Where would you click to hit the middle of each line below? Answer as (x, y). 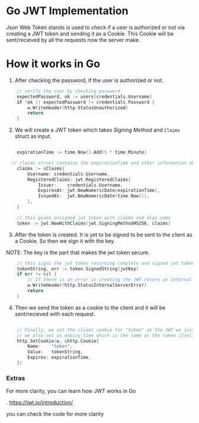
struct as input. (33, 136)
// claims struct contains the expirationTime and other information (99, 163)
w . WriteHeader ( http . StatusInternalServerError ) (87, 286)
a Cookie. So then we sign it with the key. (65, 241)
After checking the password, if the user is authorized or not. (89, 80)
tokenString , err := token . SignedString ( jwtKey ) (78, 269)
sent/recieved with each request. (55, 314)
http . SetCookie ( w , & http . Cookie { (58, 341)
